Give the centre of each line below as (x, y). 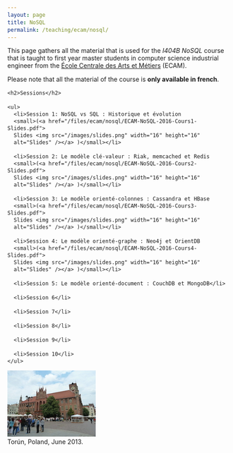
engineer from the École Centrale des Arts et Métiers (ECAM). (97, 66)
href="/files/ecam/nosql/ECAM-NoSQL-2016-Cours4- (123, 248)
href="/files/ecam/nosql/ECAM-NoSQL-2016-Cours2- (123, 164)
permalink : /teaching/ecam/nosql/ (58, 30)
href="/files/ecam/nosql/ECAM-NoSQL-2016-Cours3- (123, 206)
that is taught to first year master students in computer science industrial (113, 58)
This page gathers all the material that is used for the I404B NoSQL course (116, 51)
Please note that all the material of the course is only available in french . (113, 79)
